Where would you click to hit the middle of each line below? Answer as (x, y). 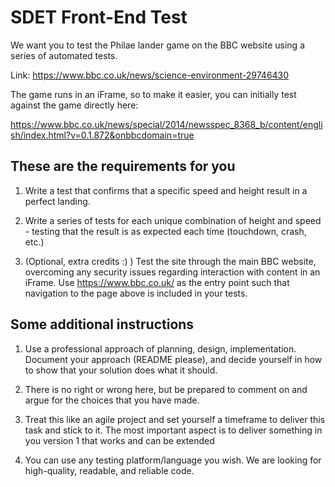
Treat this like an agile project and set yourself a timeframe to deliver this (175, 419)
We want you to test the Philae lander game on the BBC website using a (158, 45)
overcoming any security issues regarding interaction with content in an (172, 272)
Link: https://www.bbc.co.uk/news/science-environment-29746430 (150, 75)
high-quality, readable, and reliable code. (109, 470)
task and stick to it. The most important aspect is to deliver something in (173, 430)
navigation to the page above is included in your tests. (136, 293)
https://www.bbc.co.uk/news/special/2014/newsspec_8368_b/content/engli (166, 124)
